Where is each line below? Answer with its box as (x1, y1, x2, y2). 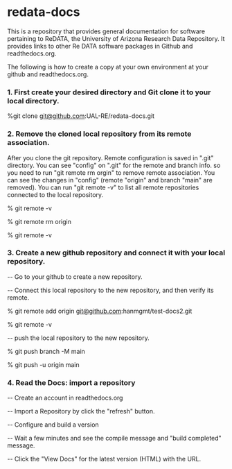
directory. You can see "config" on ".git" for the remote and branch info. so (7, 161, 221, 169)
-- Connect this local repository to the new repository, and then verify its (7, 286, 214, 294)
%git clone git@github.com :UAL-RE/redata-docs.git (7, 112, 154, 120)
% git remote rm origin (7, 217, 71, 225)
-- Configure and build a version (7, 420, 99, 429)
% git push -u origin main (7, 360, 80, 368)
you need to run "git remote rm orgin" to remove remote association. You (7, 168, 215, 177)
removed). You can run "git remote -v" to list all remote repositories (7, 183, 199, 191)
